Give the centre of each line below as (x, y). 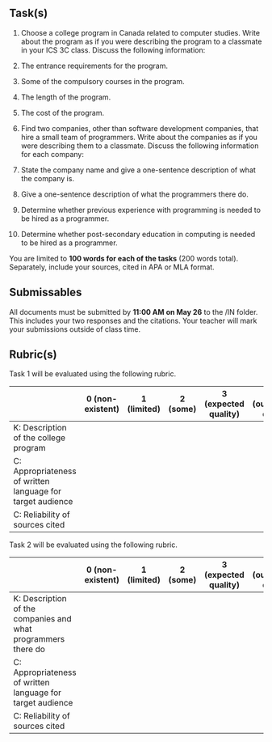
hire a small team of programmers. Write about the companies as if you (139, 137)
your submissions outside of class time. (75, 329)
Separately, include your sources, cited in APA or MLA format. (112, 267)
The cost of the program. (63, 112)
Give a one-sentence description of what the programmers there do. (135, 194)
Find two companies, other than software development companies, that (140, 128)
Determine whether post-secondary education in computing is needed (138, 234)
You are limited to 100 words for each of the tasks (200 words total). (124, 258)
